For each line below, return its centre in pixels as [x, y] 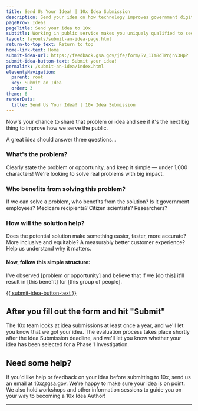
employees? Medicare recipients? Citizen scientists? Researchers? [87, 208]
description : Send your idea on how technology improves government [92, 17]
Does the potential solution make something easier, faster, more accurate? [96, 236]
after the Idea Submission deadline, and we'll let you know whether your [94, 338]
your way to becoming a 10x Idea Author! [56, 396]
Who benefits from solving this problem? [66, 189]
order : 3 [22, 88]
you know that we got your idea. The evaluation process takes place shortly [98, 332]
